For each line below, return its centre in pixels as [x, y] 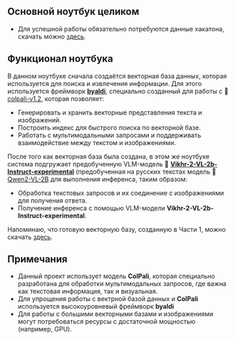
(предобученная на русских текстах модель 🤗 [146, 171]
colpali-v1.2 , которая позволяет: [56, 98]
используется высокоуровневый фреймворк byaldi [96, 307]
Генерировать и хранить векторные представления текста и [110, 112]
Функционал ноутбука [61, 59]
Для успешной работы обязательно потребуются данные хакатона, [121, 28]
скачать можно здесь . [52, 36]
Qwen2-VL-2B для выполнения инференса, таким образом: [98, 179]
